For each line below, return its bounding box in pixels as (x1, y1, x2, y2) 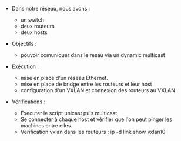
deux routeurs (20, 23, 55, 29)
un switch (20, 16, 45, 23)
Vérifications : (11, 98, 46, 105)
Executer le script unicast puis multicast (20, 110, 118, 116)
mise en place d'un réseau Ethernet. (20, 75, 109, 81)
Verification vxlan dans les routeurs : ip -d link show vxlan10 (20, 129, 166, 135)
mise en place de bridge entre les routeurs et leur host (20, 80, 152, 88)
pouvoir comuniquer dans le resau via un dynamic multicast (20, 52, 166, 58)
